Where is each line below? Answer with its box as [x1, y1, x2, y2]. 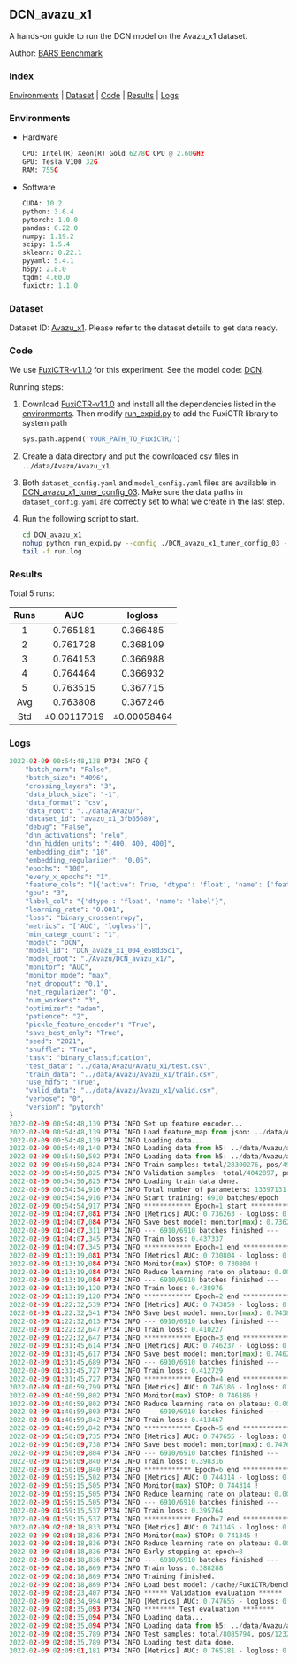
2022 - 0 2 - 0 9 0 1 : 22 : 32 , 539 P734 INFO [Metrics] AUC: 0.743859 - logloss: [9, 1301, 279, 1310]
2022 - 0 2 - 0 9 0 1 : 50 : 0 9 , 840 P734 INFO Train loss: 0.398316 [9, 1457, 224, 1466]
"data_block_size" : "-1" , [25, 790, 121, 799]
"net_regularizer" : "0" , [25, 987, 117, 996]
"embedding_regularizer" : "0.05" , [25, 855, 152, 864]
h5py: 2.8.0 [21, 265, 66, 274]
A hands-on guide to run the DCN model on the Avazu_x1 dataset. [9, 30, 248, 41]
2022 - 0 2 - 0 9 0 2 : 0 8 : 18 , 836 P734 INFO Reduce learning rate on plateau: [9, 1539, 271, 1548]
